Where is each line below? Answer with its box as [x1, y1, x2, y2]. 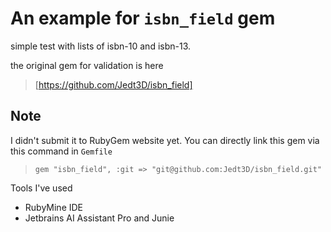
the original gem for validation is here [10, 59, 164, 71]
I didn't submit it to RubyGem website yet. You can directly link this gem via [10, 134, 320, 146]
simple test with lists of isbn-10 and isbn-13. [10, 40, 192, 52]
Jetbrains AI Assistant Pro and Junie [24, 212, 175, 224]
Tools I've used [10, 182, 73, 194]
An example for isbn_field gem [10, 7, 276, 30]
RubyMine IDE [24, 201, 84, 213]
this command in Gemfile [10, 145, 113, 157]
